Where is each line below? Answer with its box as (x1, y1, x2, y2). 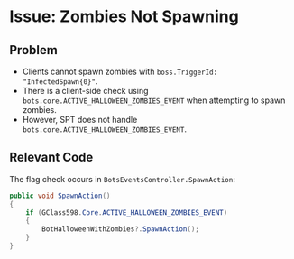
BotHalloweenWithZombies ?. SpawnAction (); (41, 225, 200, 234)
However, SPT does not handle (22, 115, 138, 125)
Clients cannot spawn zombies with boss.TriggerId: (22, 66, 218, 77)
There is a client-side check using (22, 86, 149, 96)
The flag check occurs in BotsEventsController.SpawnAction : (9, 173, 236, 184)
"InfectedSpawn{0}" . (22, 76, 98, 87)
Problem (9, 42, 59, 58)
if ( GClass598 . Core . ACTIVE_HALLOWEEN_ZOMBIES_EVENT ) (25, 208, 228, 217)
